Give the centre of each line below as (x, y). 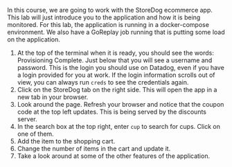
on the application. (34, 39)
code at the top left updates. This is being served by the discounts (111, 112)
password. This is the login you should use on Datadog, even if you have (121, 68)
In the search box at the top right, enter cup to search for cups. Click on (118, 126)
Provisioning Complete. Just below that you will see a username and (115, 60)
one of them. (35, 134)
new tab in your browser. (53, 97)
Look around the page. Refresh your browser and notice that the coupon (121, 104)
